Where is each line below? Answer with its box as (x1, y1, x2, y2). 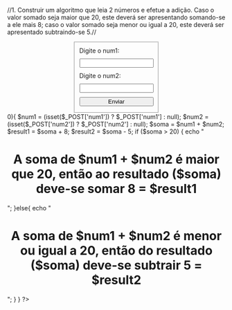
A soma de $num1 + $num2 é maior (12, 152, 220, 167)
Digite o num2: (79, 71, 121, 80)
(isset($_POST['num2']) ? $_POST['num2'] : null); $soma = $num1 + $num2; (7, 120, 225, 128)
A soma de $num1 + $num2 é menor (10, 228, 222, 244)
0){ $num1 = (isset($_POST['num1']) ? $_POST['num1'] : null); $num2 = (7, 112, 209, 120)
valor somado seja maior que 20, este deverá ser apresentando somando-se (7, 13, 226, 21)
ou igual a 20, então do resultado (19, 242, 213, 258)
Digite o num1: (79, 46, 120, 55)
